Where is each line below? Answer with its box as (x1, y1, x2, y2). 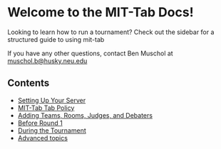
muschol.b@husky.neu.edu (7, 56, 88, 65)
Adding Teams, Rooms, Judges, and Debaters (17, 111, 153, 119)
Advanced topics (17, 133, 68, 142)
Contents (7, 77, 50, 89)
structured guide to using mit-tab (7, 35, 105, 43)
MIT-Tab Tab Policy (17, 104, 75, 112)
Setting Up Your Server (17, 96, 86, 104)
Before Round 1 (17, 118, 63, 127)
